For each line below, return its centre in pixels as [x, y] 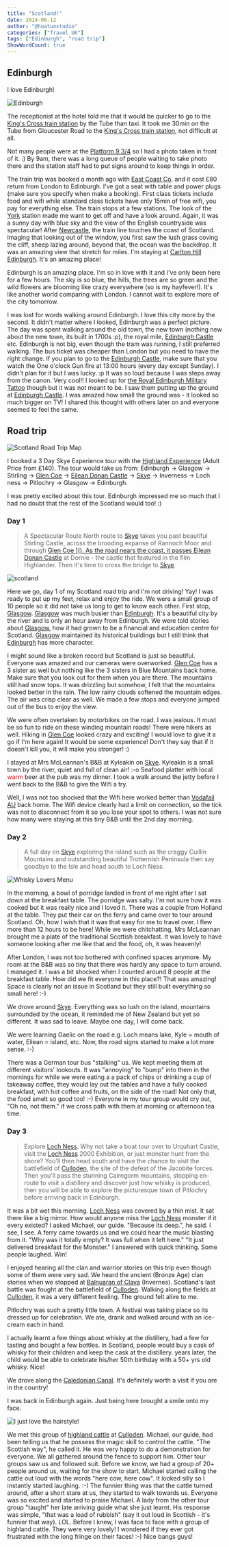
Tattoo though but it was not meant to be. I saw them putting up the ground [113, 387]
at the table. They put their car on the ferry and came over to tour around [110, 915]
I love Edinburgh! [31, 89]
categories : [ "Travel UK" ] [45, 33]
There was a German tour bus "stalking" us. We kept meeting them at [105, 1063]
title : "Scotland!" [35, 13]
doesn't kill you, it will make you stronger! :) [68, 749]
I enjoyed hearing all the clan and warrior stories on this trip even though [109, 1267]
